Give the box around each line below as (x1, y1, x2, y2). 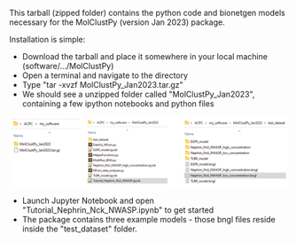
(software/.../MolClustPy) (21, 61, 114, 71)
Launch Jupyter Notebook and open (21, 195, 155, 206)
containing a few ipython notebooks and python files (21, 98, 214, 109)
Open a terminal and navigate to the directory (21, 70, 189, 81)
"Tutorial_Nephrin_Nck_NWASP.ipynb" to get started (21, 204, 214, 215)
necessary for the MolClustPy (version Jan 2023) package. (9, 17, 225, 27)
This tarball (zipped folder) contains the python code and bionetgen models (9, 8, 285, 18)
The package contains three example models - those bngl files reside (21, 214, 277, 224)
